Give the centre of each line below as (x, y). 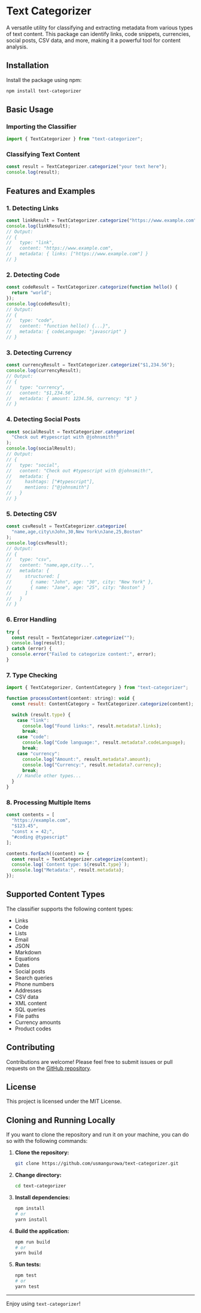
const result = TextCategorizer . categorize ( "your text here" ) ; (87, 167)
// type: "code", (31, 321)
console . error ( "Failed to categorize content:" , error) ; (84, 654)
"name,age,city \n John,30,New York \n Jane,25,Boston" (77, 532)
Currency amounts (38, 1022)
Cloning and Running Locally (61, 1120)
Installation (28, 66)
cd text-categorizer (40, 1186)
